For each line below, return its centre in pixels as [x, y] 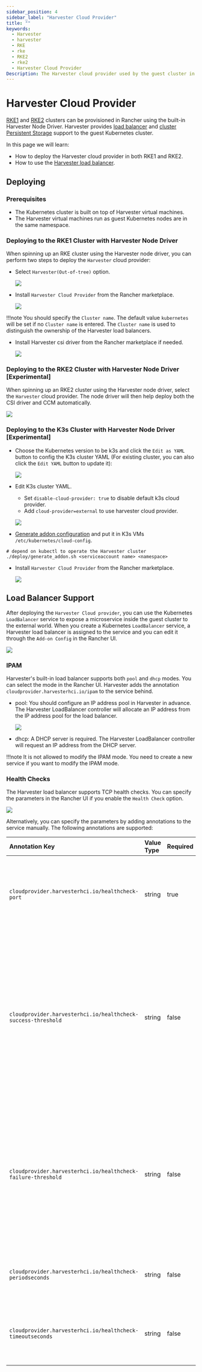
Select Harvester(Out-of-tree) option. [63, 272]
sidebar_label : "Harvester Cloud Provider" [62, 18]
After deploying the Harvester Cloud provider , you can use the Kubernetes [99, 613]
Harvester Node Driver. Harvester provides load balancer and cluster [91, 127]
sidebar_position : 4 [32, 12]
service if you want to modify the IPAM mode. [63, 763]
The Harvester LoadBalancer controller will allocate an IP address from [103, 709]
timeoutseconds [31, 1337]
